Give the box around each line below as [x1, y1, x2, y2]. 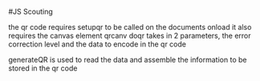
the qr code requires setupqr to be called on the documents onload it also [8, 22, 252, 31]
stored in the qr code [8, 63, 78, 73]
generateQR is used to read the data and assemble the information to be [8, 55, 247, 64]
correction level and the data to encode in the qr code [8, 39, 187, 49]
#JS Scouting [8, 7, 54, 16]
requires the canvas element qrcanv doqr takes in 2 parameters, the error [8, 31, 251, 40]
